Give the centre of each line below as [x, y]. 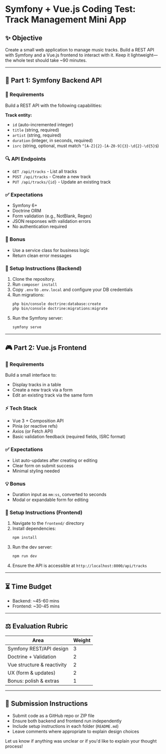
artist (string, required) [37, 135]
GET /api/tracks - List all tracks [45, 171]
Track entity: [19, 115]
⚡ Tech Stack [21, 408]
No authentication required [40, 227]
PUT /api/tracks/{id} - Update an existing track [62, 182]
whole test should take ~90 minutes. [50, 60]
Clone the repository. [34, 279]
